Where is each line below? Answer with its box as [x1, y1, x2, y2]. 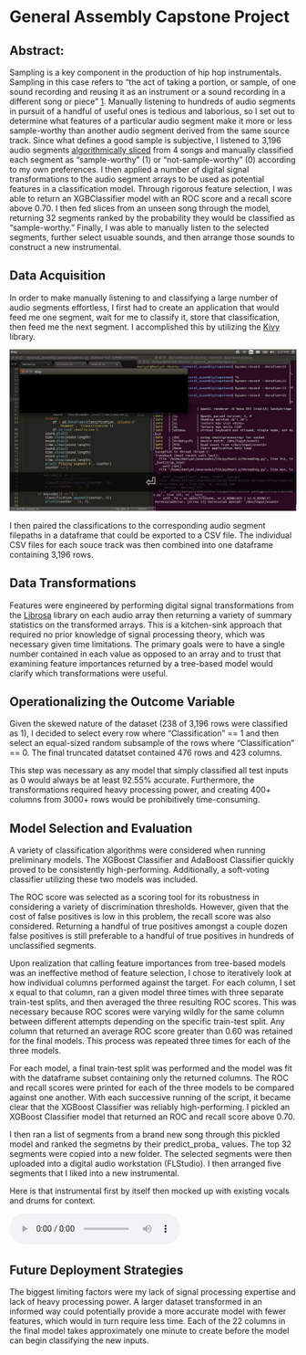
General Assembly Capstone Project [9, 6, 290, 27]
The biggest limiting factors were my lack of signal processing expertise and [9, 1287, 296, 1297]
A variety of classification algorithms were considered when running [9, 845, 266, 856]
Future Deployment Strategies [9, 1262, 184, 1277]
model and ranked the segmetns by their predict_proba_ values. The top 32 [9, 1139, 292, 1150]
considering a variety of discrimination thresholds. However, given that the [9, 901, 290, 912]
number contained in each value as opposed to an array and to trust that [9, 648, 281, 659]
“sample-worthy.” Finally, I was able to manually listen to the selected [9, 222, 270, 233]
